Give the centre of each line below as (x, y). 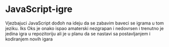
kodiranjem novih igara (29, 39)
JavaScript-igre (39, 9)
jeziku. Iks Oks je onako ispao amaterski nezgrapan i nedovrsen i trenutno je (85, 28)
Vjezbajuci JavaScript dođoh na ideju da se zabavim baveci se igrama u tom (85, 23)
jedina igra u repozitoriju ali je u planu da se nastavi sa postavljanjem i (78, 33)
